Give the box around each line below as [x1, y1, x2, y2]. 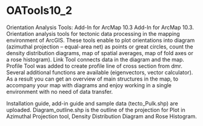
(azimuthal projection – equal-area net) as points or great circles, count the [6, 43, 193, 50]
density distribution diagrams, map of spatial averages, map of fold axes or [6, 49, 194, 56]
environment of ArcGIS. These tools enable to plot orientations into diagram [6, 36, 195, 44]
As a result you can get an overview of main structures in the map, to [6, 75, 179, 82]
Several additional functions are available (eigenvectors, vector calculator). [6, 68, 193, 76]
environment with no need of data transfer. [6, 88, 113, 95]
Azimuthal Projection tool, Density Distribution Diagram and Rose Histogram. [6, 113, 197, 120]
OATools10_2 [6, 4, 73, 18]
